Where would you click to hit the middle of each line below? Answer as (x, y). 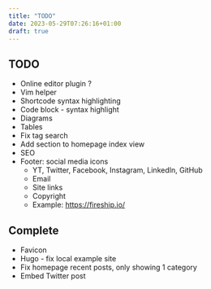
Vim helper (38, 92)
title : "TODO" (32, 16)
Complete (34, 230)
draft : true (28, 31)
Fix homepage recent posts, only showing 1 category (108, 267)
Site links (47, 187)
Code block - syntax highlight (69, 110)
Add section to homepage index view (82, 144)
